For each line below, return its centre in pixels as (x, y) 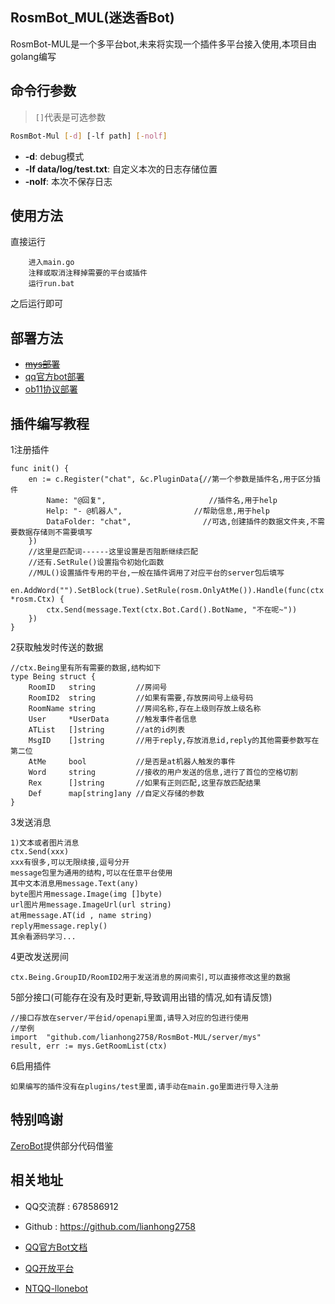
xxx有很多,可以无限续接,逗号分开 (70, 862)
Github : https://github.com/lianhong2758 (110, 1226)
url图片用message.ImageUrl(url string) (91, 904)
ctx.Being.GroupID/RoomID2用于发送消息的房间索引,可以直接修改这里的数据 (150, 977)
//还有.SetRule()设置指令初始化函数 (96, 562)
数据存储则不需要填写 (55, 532)
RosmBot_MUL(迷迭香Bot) (92, 18)
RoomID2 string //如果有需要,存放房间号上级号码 (141, 698)
